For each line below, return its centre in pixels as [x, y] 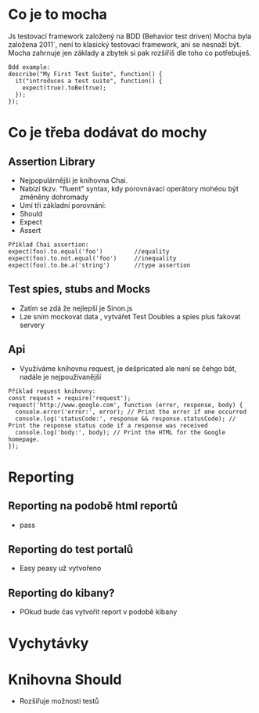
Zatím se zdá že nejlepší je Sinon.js [76, 308]
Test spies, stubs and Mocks [79, 289]
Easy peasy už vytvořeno [60, 568]
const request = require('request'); [70, 398]
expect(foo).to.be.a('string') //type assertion [99, 265]
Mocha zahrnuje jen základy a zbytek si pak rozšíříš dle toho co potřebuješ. [130, 53]
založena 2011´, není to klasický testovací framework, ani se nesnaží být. [124, 44]
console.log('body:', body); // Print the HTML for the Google [120, 432]
